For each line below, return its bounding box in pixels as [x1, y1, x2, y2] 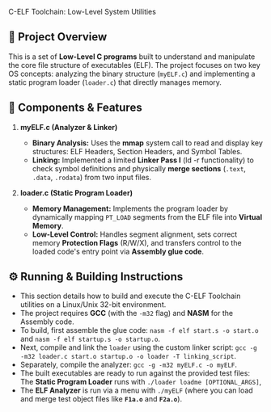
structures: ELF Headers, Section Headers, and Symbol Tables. [32, 146, 243, 156]
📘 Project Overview [8, 30, 108, 44]
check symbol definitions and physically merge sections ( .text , [32, 163, 247, 173]
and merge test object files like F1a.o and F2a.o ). [19, 394, 183, 404]
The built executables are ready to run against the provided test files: [19, 368, 251, 378]
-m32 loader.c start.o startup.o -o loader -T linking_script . [19, 351, 237, 361]
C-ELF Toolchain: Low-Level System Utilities [8, 7, 156, 16]
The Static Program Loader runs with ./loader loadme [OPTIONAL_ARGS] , [19, 377, 262, 387]
